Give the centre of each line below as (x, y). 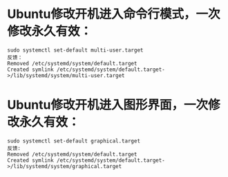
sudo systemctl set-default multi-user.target (75, 50)
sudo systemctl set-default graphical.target (74, 141)
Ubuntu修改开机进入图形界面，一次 (108, 105)
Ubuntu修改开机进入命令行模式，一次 (114, 14)
